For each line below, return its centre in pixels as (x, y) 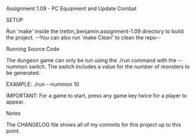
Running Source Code (33, 49)
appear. (15, 102)
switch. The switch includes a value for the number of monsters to (109, 66)
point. (13, 131)
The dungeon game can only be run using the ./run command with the (92, 60)
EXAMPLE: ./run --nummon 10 (43, 84)
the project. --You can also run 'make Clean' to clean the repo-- (84, 37)
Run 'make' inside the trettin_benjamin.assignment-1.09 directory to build (95, 31)
